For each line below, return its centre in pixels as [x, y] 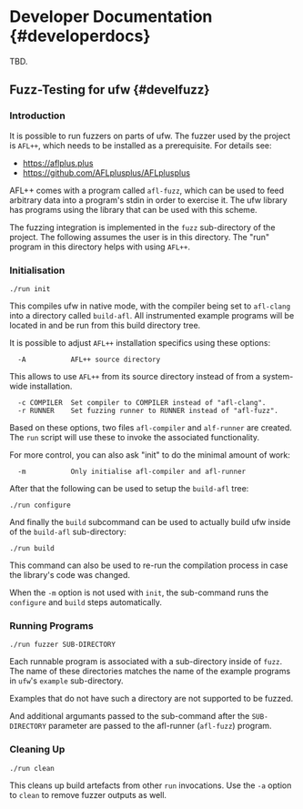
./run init [30, 288]
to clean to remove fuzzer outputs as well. [88, 794]
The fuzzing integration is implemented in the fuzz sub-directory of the [142, 227]
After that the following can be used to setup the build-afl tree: [129, 488]
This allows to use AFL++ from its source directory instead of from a [135, 376]
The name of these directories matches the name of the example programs [150, 672]
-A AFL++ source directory [89, 359]
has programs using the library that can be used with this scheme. [133, 209]
